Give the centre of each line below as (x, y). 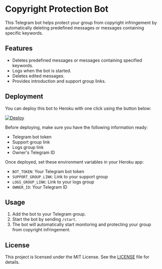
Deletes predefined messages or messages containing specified (77, 60)
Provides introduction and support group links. (59, 81)
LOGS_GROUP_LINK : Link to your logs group (53, 182)
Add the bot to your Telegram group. (49, 214)
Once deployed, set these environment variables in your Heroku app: (74, 162)
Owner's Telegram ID (34, 152)
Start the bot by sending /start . (44, 220)
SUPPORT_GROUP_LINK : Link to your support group (60, 176)
